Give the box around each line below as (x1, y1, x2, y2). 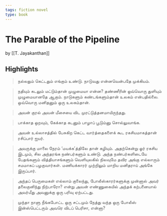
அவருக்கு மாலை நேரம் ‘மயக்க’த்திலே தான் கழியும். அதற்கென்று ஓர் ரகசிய (17, 145, 158, 151)
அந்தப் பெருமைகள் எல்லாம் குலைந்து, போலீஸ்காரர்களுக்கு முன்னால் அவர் (17, 178, 159, 184)
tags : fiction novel (5, 7, 49, 13)
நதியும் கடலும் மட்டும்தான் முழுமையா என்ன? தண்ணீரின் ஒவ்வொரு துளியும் (17, 88, 162, 94)
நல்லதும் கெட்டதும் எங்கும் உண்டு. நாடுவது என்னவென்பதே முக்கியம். (17, 78, 150, 84)
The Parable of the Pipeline (5, 34, 120, 45)
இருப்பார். (17, 168, 37, 174)
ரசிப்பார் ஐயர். (17, 135, 45, 141)
